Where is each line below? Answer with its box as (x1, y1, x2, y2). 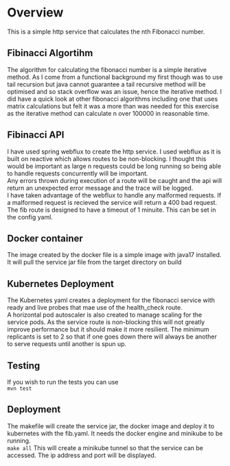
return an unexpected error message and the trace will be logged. (7, 184, 194, 192)
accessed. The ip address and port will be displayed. (7, 451, 157, 459)
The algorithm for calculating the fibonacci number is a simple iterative (7, 65, 207, 73)
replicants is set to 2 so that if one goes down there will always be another (7, 332, 218, 341)
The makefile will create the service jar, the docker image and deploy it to (7, 421, 215, 430)
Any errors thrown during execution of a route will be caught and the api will (7, 176, 222, 184)
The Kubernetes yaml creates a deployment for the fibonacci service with (7, 296, 215, 304)
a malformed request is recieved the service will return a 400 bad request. (7, 198, 218, 206)
